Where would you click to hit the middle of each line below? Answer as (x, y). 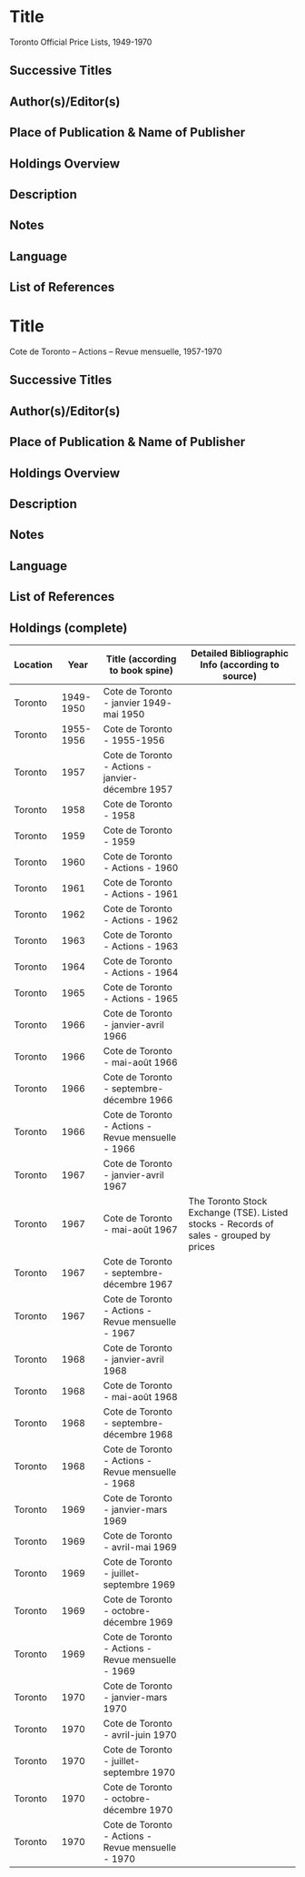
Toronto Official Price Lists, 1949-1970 (81, 42)
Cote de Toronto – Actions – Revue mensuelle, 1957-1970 (116, 351)
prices (202, 1246)
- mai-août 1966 (141, 1062)
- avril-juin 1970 (140, 1734)
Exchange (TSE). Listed (238, 1212)
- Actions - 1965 (141, 999)
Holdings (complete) (69, 628)
